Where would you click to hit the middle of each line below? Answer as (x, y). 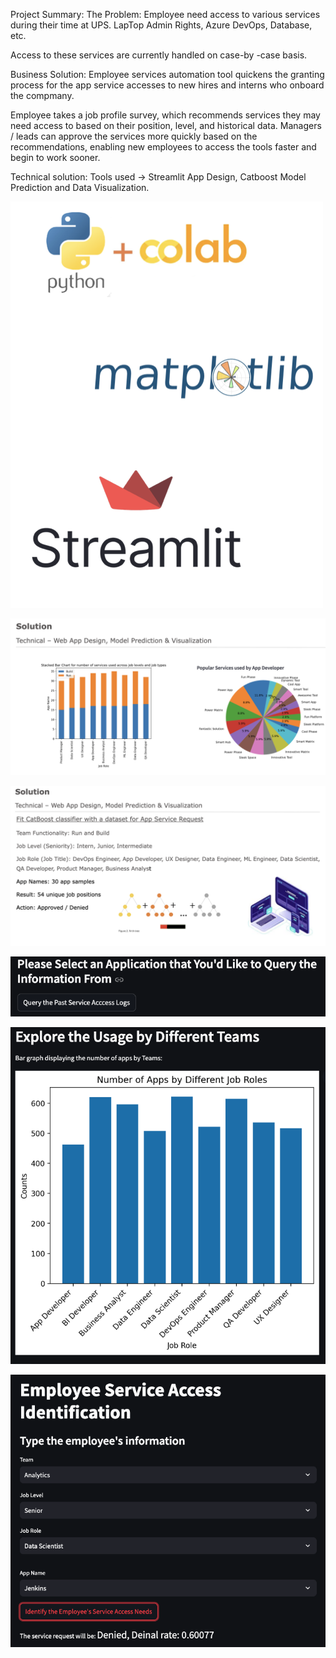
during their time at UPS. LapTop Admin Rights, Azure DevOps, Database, (161, 25)
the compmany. (42, 95)
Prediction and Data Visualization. (80, 187)
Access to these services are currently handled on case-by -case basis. (159, 55)
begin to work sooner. (55, 157)
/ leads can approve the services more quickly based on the (134, 136)
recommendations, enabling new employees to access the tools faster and (163, 147)
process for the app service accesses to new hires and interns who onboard (167, 85)
